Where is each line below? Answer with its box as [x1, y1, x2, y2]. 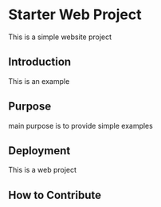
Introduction [8, 55, 72, 69]
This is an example [8, 76, 70, 86]
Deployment [8, 144, 71, 157]
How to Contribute [8, 188, 102, 201]
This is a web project [8, 165, 77, 175]
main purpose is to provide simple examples [8, 121, 153, 130]
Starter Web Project [8, 6, 142, 24]
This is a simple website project [8, 32, 112, 42]
